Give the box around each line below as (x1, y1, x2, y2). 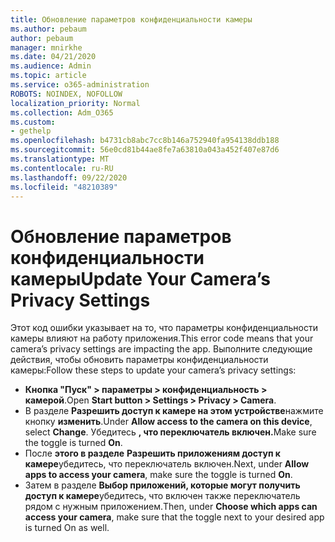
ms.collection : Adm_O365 (10, 107, 114, 118)
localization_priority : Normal (10, 98, 141, 108)
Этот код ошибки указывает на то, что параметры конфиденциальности (10, 322, 318, 334)
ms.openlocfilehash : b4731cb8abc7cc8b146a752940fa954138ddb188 (10, 136, 280, 146)
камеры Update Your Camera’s (10, 267, 271, 290)
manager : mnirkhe (10, 42, 83, 53)
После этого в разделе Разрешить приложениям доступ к (24, 447, 281, 460)
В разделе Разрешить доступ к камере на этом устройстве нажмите (24, 405, 324, 417)
